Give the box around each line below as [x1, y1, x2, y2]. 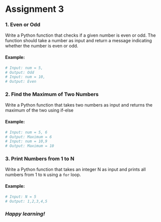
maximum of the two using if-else [5, 108, 74, 113]
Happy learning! [5, 211, 46, 218]
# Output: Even [5, 79, 37, 84]
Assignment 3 [5, 3, 64, 15]
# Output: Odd [5, 70, 35, 75]
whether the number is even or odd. [5, 43, 78, 49]
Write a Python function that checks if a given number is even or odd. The [5, 32, 156, 38]
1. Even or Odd [5, 21, 41, 28]
